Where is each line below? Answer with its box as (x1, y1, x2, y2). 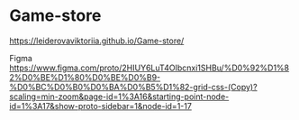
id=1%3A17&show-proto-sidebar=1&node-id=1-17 (9, 100, 192, 111)
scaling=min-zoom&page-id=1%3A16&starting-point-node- (9, 91, 230, 102)
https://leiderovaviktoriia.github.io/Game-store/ (9, 35, 185, 46)
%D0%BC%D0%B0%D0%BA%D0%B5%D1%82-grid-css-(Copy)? (9, 81, 258, 92)
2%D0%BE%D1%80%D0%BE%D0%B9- (9, 71, 161, 82)
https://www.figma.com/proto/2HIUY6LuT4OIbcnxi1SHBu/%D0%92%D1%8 (9, 62, 290, 73)
